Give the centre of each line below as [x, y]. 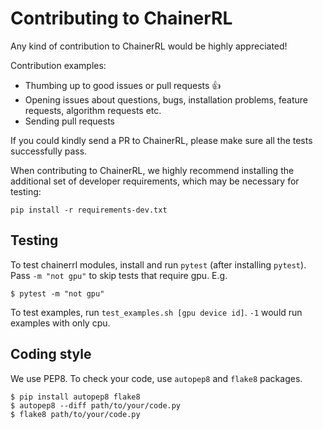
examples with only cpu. [60, 323]
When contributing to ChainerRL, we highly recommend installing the [152, 170]
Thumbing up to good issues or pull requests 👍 [123, 85]
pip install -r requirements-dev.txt [89, 210]
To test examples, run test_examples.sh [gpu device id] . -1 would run [156, 312]
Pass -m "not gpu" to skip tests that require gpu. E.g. [119, 275]
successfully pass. [49, 151]
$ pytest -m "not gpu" [57, 293]
